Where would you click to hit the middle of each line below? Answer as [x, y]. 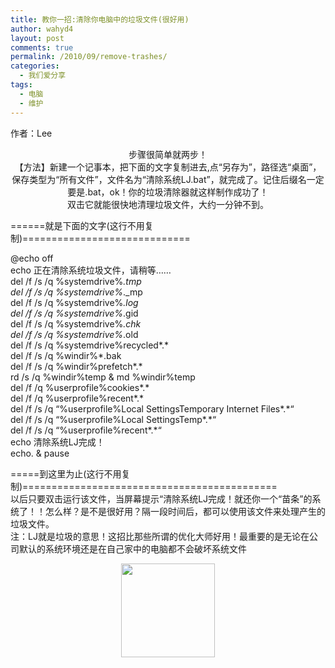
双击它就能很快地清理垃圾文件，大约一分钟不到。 [168, 204]
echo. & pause [40, 453]
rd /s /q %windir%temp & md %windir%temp [103, 377]
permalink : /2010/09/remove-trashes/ [89, 57]
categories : [35, 66]
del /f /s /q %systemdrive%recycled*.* [90, 345]
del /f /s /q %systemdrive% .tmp [76, 281]
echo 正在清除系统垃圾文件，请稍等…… [91, 270]
